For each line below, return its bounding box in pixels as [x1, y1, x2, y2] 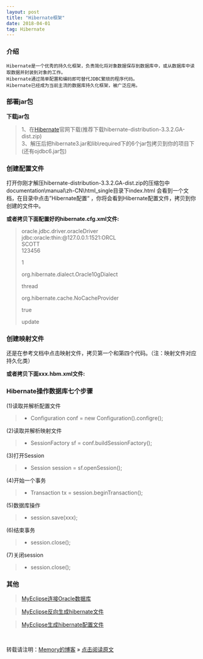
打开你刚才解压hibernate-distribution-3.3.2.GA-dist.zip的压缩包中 [6, 179, 170, 187]
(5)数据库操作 [6, 501, 41, 508]
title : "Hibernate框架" [6, 15, 65, 21]
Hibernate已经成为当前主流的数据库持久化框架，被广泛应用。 [6, 82, 141, 89]
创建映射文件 [6, 335, 45, 343]
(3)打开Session [6, 452, 45, 459]
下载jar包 [6, 113, 29, 120]
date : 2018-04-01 [6, 20, 51, 26]
